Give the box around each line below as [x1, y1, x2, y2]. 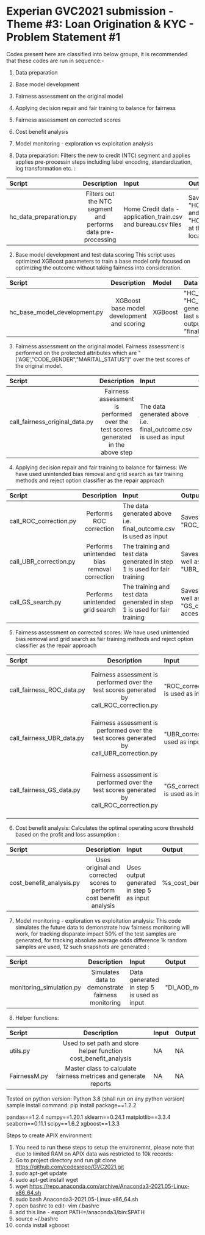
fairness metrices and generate [56, 1071, 146, 1080]
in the [109, 440, 125, 449]
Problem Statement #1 [6, 31, 121, 44]
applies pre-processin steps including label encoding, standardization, [15, 158, 192, 166]
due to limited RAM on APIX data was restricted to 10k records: [15, 1150, 173, 1157]
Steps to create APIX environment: [6, 1132, 93, 1139]
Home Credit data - [123, 205, 180, 213]
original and [86, 863, 120, 871]
